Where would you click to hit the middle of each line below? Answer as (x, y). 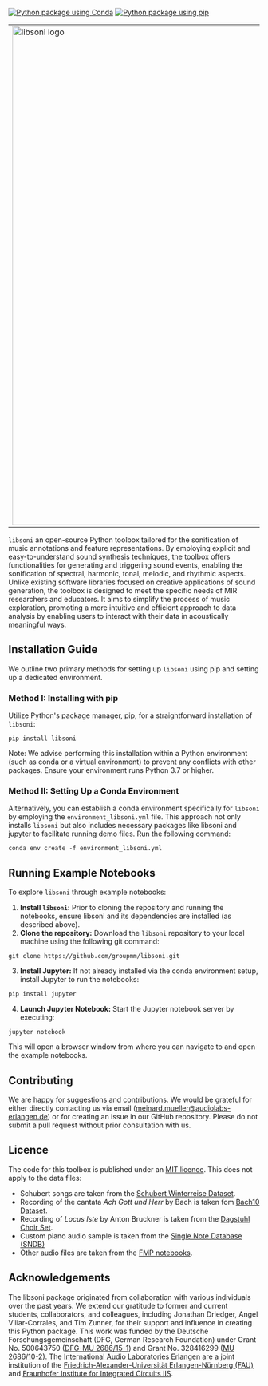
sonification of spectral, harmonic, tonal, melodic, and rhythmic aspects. (127, 574)
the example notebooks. (48, 1055)
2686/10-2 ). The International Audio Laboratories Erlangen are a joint (122, 1356)
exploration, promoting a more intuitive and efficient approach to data (122, 608)
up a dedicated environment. (55, 677)
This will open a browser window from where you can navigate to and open (132, 1047)
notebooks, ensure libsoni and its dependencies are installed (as (126, 916)
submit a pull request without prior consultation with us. (100, 1125)
